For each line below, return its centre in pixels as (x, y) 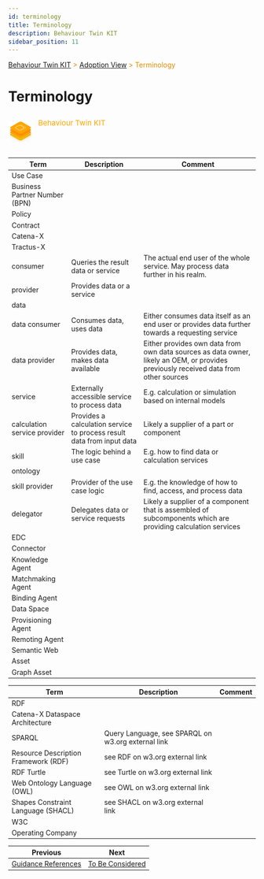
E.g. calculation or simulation (190, 392)
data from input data (104, 440)
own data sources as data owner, (197, 352)
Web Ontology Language (51, 783)
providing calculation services (192, 526)
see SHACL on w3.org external (154, 803)
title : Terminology (40, 25)
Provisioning (32, 620)
